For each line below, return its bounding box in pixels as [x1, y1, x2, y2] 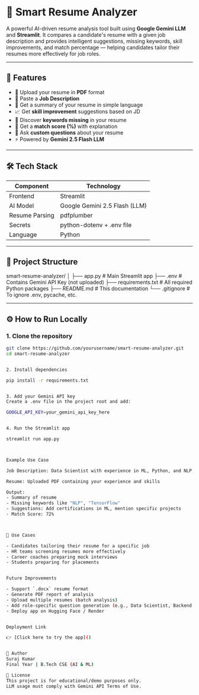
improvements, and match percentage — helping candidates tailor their [6, 44, 180, 51]
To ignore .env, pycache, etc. [6, 292, 77, 299]
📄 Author [6, 651, 28, 656]
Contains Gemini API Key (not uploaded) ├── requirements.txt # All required [6, 278, 192, 286]
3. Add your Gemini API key [6, 393, 76, 399]
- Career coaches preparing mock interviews [6, 554, 118, 560]
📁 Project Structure [6, 257, 78, 267]
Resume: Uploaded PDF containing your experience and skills [6, 478, 161, 485]
